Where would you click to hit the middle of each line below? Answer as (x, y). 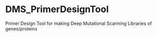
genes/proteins (21, 28)
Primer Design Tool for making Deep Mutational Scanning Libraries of (79, 23)
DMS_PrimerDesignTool (57, 9)
